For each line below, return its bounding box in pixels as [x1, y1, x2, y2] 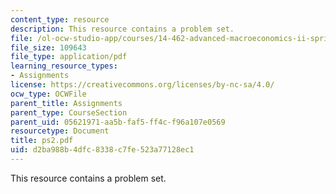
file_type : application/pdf [10, 52, 128, 62]
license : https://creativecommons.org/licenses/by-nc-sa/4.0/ [10, 80, 275, 90]
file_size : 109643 [10, 42, 87, 53]
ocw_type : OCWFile [10, 89, 87, 99]
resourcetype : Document [10, 126, 110, 136]
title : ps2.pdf [10, 136, 74, 146]
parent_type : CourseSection [10, 107, 128, 118]
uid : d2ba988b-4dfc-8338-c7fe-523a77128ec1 [10, 145, 195, 155]
